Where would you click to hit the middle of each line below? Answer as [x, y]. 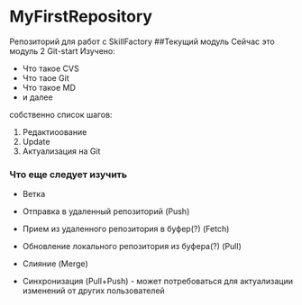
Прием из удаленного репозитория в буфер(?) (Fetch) [126, 229]
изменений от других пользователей [93, 291]
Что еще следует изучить [69, 175]
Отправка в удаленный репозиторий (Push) [106, 211]
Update [36, 141]
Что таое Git [46, 77]
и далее [37, 97]
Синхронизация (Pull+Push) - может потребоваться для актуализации [158, 282]
